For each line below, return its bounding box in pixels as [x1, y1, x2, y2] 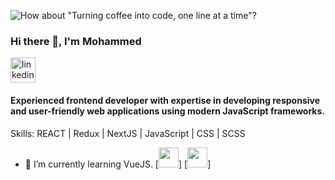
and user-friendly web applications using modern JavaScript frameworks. [10, 105, 326, 117]
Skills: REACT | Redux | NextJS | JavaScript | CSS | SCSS [10, 127, 246, 139]
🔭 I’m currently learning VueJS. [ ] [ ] [24, 158, 212, 170]
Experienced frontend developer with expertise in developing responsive [10, 94, 320, 106]
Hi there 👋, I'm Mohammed [10, 34, 142, 48]
